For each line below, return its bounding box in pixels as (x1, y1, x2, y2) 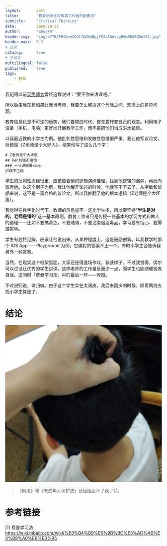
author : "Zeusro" (5, 29, 55, 34)
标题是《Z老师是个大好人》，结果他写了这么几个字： (5, 142, 110, 147)
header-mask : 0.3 (5, 40, 43, 45)
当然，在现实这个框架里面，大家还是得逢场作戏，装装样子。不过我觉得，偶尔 (5, 260, 162, 265)
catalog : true (5, 50, 46, 55)
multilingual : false (5, 60, 48, 66)
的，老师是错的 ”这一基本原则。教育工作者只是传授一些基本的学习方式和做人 (5, 213, 160, 219)
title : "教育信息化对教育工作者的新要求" (5, 13, 96, 18)
